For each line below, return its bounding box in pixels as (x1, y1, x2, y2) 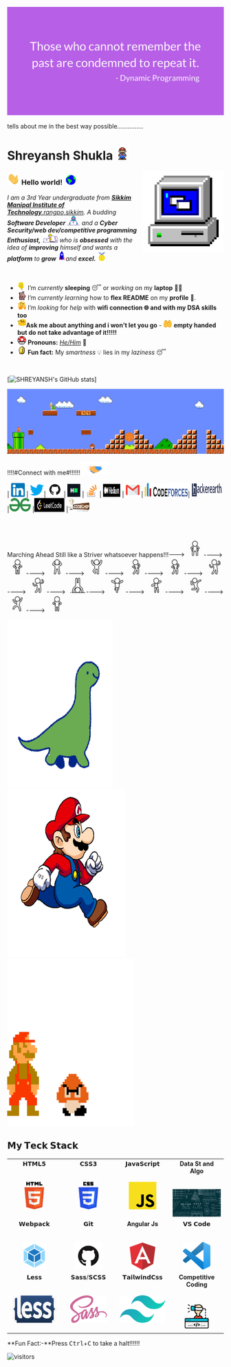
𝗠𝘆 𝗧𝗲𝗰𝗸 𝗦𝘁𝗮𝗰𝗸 (7, 1140, 79, 1152)
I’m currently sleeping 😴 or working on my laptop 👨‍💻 (27, 283, 183, 292)
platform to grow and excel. (7, 254, 96, 263)
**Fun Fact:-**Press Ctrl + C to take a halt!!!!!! (7, 1339, 140, 1347)
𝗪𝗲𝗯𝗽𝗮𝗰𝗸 (18, 1219, 50, 1227)
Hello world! (21, 177, 63, 187)
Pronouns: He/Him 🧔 (27, 338, 87, 347)
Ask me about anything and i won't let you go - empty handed (25, 320, 217, 329)
